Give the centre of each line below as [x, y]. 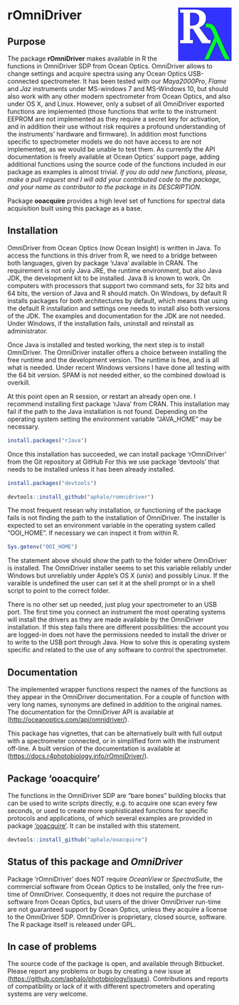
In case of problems [52, 947]
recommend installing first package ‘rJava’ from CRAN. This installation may [118, 404]
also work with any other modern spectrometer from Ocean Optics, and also [119, 96]
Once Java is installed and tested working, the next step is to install [106, 344]
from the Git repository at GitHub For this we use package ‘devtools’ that [113, 462]
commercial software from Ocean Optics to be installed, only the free [108, 886]
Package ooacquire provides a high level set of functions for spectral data [116, 201]
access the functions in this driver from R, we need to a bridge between [112, 255]
